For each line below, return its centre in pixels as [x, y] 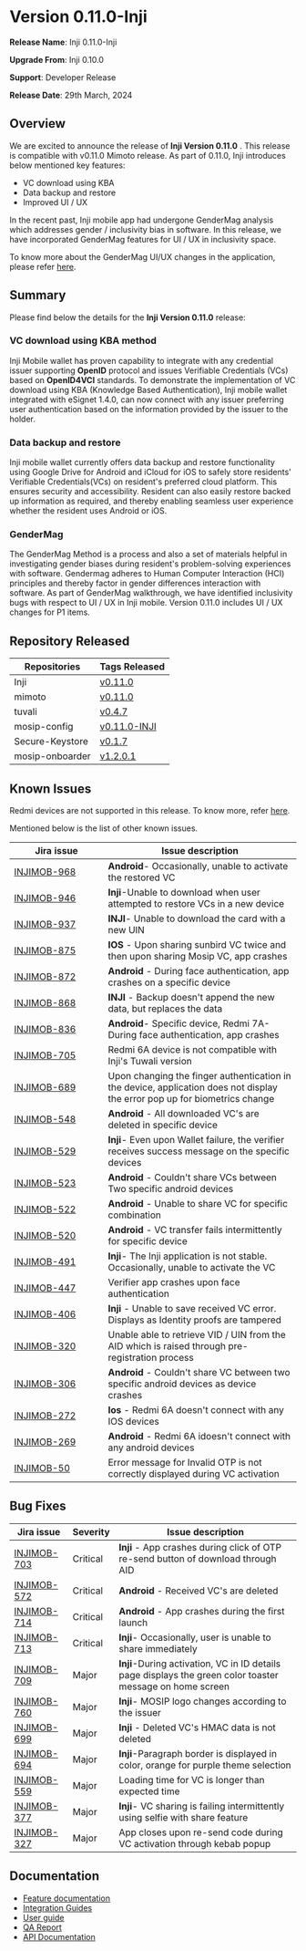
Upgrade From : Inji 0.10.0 [57, 59]
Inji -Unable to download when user [184, 893]
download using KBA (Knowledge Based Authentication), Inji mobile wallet [148, 389]
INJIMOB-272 [45, 1416]
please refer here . [43, 266]
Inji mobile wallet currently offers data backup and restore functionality [143, 462]
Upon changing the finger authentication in [199, 1076]
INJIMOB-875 [45, 950]
